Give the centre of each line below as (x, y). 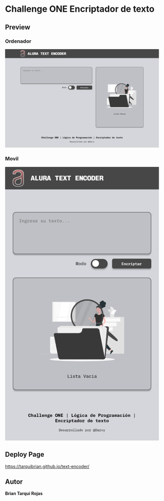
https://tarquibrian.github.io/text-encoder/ (47, 466)
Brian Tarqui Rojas (24, 494)
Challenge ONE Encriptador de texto (80, 9)
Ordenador (18, 41)
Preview (18, 27)
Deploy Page (25, 455)
